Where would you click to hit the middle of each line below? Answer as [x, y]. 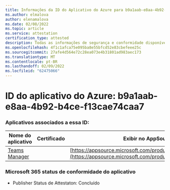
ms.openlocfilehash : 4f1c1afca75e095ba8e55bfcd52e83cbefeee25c [73, 47]
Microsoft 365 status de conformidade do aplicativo [70, 172]
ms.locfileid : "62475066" [32, 71]
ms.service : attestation [31, 33]
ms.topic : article [25, 29]
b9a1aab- [138, 96]
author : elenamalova [27, 19]
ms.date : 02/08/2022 [27, 24]
